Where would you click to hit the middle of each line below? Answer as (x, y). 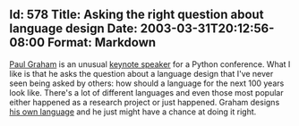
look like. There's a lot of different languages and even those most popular (146, 92)
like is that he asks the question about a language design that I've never (141, 73)
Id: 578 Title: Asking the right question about (137, 15)
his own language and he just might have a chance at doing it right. (133, 112)
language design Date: (74, 29)
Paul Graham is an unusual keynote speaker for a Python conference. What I (150, 64)
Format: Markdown (102, 42)
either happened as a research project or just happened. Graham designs (145, 102)
